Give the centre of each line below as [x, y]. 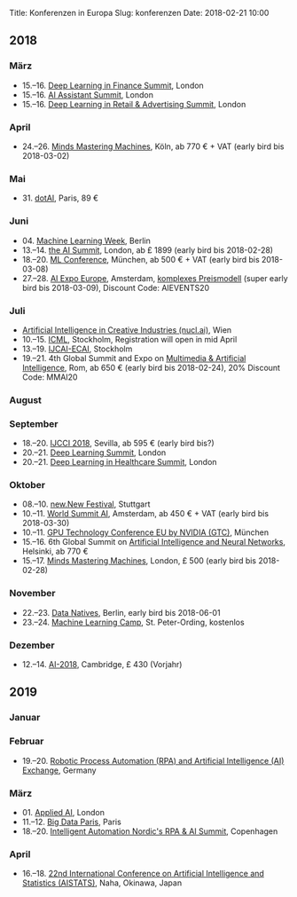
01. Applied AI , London [63, 812]
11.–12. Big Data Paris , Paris [71, 822]
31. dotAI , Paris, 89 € [60, 198]
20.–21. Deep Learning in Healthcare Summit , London [119, 462]
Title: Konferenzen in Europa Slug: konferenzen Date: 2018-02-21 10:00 [139, 13]
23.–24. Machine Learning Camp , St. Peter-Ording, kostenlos [133, 622]
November [32, 594]
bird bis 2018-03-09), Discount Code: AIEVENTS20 [116, 287]
